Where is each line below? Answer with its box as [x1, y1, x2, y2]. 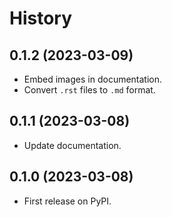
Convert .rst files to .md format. [23, 84, 156, 96]
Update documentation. [23, 139, 122, 151]
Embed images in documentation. [23, 73, 163, 85]
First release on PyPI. [23, 195, 112, 207]
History [9, 7, 73, 30]
